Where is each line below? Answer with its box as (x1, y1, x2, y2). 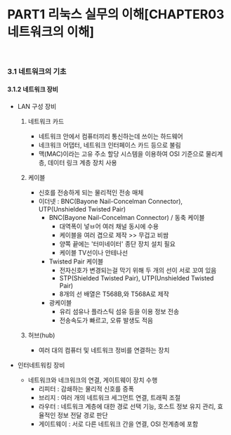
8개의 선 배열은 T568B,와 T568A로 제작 (59, 290, 170, 299)
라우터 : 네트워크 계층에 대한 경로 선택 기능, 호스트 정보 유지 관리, (38, 402, 216, 411)
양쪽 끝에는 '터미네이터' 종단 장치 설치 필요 (59, 240, 176, 248)
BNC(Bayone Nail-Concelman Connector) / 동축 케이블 (48, 214, 205, 222)
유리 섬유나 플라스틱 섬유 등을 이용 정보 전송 (59, 307, 180, 316)
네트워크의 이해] (7, 24, 95, 40)
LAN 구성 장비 (17, 103, 57, 111)
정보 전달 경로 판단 (57, 411, 108, 420)
